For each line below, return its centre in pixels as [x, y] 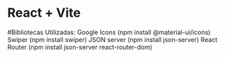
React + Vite [44, 13]
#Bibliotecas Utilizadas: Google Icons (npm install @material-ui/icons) [109, 32]
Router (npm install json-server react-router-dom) [80, 47]
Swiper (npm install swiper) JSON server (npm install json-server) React [112, 39]
